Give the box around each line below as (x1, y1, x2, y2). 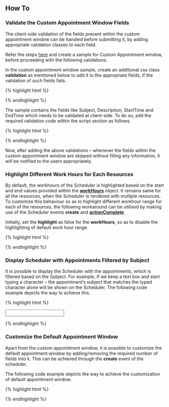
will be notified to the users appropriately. (5, 158, 92, 164)
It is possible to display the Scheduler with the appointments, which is (5, 268, 151, 275)
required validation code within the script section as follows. (5, 118, 131, 124)
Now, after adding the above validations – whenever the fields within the (5, 147, 156, 153)
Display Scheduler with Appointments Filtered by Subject (5, 256, 150, 263)
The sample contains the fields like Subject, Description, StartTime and (5, 107, 154, 113)
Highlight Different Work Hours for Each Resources (5, 171, 133, 178)
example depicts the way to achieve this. (5, 290, 90, 296)
